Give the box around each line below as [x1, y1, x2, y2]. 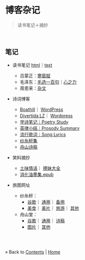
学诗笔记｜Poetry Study [19, 118, 69, 125]
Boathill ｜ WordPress [19, 106, 64, 112]
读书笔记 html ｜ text [12, 62, 53, 68]
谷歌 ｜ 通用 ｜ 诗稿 [27, 217, 65, 223]
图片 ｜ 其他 [27, 223, 51, 230]
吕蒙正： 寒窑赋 [19, 72, 51, 78]
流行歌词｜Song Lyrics [19, 131, 66, 137]
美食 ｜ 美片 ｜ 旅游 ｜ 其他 [27, 205, 80, 211]
